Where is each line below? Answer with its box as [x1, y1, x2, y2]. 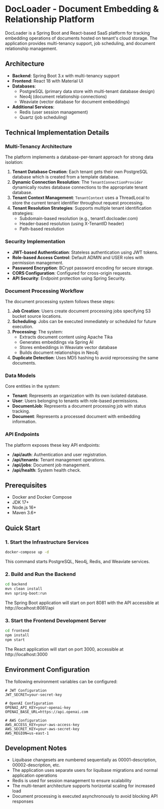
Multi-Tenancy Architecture [5, 143, 72, 150]
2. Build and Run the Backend [5, 570, 76, 577]
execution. [12, 324, 34, 329]
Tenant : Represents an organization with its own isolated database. [12, 393, 148, 399]
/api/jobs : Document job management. [12, 462, 91, 468]
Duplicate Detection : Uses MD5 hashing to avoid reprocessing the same [12, 355, 159, 361]
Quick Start [5, 524, 41, 532]
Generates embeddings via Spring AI [19, 339, 94, 345]
